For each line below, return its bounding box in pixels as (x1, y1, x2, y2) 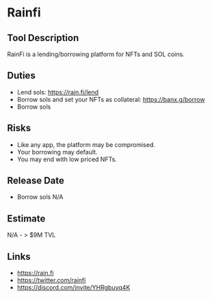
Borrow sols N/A (16, 193, 64, 201)
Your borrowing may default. (16, 148, 98, 156)
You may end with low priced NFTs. (16, 155, 118, 163)
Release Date (7, 175, 65, 187)
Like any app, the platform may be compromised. (16, 140, 156, 148)
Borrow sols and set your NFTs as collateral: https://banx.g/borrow (16, 95, 205, 103)
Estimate (7, 213, 46, 224)
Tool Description (7, 32, 79, 44)
